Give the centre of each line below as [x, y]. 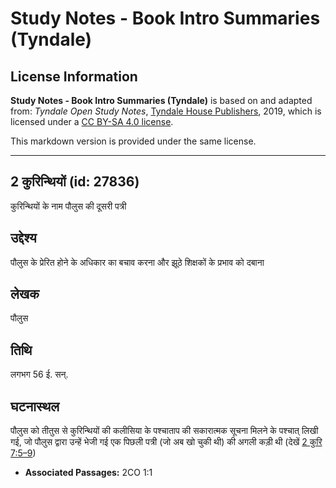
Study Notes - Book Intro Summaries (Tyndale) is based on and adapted [161, 100]
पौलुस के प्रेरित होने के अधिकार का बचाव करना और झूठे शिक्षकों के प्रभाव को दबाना [137, 262]
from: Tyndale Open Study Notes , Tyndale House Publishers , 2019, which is [166, 111]
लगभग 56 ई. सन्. [39, 374]
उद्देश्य [23, 238]
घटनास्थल [35, 406]
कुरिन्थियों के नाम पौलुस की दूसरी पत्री [68, 206]
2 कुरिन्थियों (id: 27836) [75, 182]
